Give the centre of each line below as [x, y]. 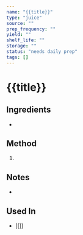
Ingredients [29, 110]
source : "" [20, 23]
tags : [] [17, 57]
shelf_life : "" [26, 40]
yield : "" [19, 35]
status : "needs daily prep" [42, 52]
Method [22, 144]
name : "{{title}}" [30, 12]
